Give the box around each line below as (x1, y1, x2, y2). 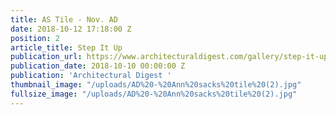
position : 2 (10, 33, 60, 43)
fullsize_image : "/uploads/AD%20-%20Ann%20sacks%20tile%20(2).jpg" (10, 89, 298, 99)
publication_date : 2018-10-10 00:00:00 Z (10, 61, 186, 71)
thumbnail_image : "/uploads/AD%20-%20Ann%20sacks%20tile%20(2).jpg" (10, 80, 302, 90)
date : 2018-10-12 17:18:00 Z (10, 24, 132, 34)
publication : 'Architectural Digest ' (10, 71, 172, 81)
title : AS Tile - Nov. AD (10, 14, 118, 25)
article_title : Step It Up (10, 42, 123, 53)
